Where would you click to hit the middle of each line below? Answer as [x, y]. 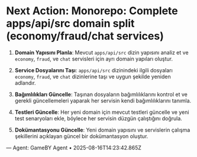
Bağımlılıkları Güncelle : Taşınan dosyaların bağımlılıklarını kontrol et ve [101, 94]
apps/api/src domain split [70, 23]
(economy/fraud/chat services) [85, 36]
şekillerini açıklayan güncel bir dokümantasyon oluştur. [81, 136]
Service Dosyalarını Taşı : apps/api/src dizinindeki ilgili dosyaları [93, 70]
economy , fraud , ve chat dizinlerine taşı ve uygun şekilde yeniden [93, 76]
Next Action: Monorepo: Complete [92, 11]
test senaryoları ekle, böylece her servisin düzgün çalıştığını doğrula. [98, 118]
